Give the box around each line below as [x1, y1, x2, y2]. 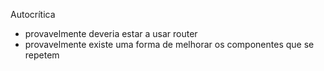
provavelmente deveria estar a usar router [24, 28, 198, 39]
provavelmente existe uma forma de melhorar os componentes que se [24, 39, 315, 50]
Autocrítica [10, 9, 56, 20]
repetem [24, 49, 60, 61]
